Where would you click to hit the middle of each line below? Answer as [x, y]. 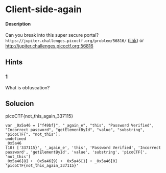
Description [18, 23]
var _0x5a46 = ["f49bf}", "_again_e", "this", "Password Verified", [80, 125]
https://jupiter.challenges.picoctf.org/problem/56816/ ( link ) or [75, 41]
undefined [16, 139]
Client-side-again [43, 9]
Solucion [20, 104]
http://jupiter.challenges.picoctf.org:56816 [49, 46]
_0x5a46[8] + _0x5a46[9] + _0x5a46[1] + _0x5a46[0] [61, 161]
